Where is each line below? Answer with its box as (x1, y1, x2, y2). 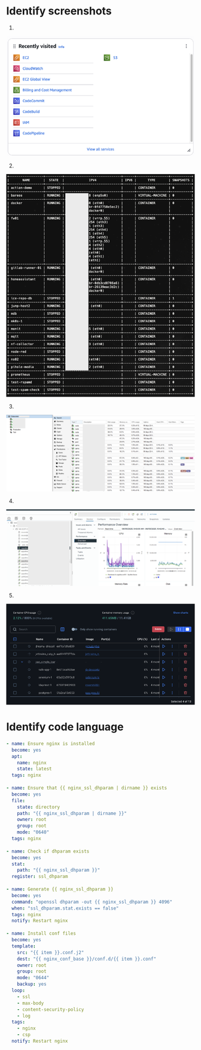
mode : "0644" (17, 975, 50, 981)
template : (11, 943, 36, 949)
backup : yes (17, 981, 47, 988)
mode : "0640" (17, 829, 50, 835)
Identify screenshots (6, 4, 112, 18)
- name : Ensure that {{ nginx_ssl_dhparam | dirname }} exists (6, 785, 167, 791)
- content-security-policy (17, 1006, 84, 1012)
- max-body (17, 1000, 44, 1006)
